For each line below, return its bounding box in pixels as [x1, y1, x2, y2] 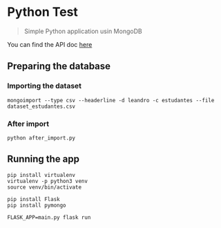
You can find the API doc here [7, 40, 93, 48]
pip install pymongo [7, 202, 67, 209]
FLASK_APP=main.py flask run [7, 213, 91, 221]
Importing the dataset [7, 81, 81, 91]
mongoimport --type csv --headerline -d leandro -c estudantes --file [7, 97, 215, 104]
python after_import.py [7, 134, 76, 142]
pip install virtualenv [7, 171, 76, 178]
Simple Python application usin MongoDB [23, 27, 143, 35]
